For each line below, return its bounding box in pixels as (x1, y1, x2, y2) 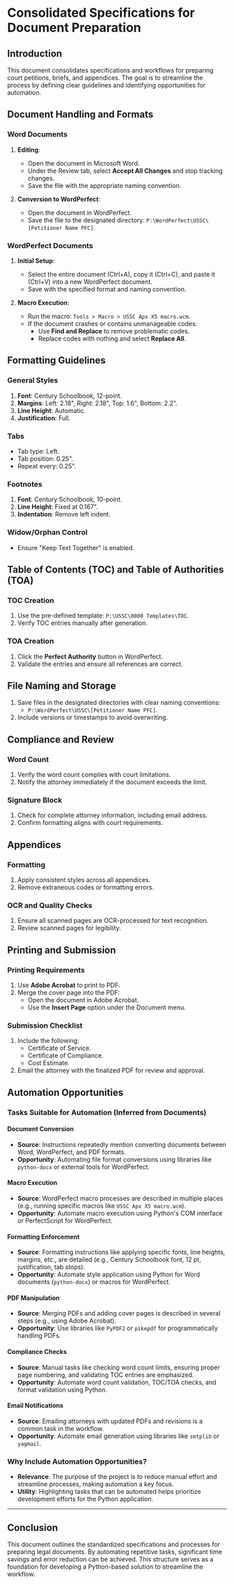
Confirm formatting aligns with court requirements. (17, 819, 164, 827)
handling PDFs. (17, 1332, 61, 1340)
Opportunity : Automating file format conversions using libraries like (17, 1155, 212, 1163)
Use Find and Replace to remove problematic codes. (38, 326, 190, 335)
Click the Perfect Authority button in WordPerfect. (17, 652, 164, 661)
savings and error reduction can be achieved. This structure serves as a (7, 1555, 214, 1563)
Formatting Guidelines (7, 354, 106, 366)
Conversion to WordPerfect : (17, 194, 101, 203)
